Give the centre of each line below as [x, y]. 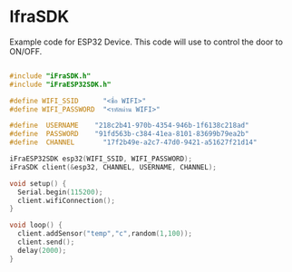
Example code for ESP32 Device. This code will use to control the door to [146, 42]
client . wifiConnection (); [67, 200]
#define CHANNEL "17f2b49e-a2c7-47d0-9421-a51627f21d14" [133, 142]
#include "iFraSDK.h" [50, 76]
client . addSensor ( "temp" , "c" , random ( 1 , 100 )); [105, 234]
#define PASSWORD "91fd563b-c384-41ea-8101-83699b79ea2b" [129, 134]
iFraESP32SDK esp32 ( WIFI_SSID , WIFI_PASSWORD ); [101, 159]
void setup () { [38, 183]
